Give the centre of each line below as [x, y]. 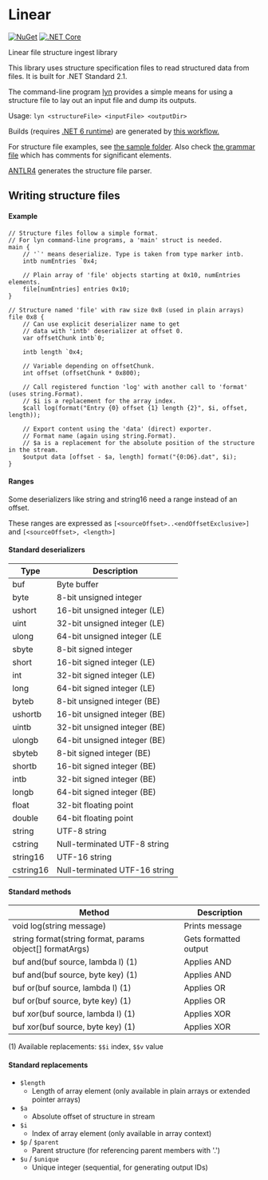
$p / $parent [39, 1142]
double [25, 818]
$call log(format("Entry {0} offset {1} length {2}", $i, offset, [135, 408]
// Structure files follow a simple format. [83, 233]
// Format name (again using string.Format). [100, 436]
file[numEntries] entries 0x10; [76, 289]
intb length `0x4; [53, 352]
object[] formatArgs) [51, 949]
